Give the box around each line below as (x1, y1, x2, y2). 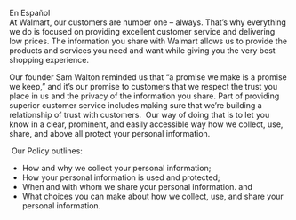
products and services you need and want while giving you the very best (9, 45, 276, 56)
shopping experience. (9, 55, 90, 65)
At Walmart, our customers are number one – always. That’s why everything (9, 17, 287, 27)
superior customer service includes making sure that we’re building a (9, 100, 262, 110)
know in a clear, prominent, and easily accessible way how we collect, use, (9, 119, 284, 130)
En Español (9, 8, 51, 18)
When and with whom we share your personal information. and (21, 182, 253, 192)
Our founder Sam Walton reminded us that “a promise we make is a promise (9, 72, 287, 82)
